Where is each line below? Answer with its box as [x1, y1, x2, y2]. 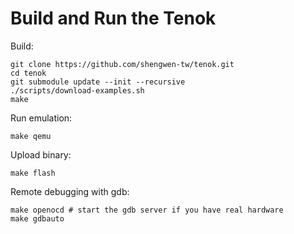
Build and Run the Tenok [10, 7, 217, 30]
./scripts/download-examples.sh [10, 85, 145, 96]
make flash [10, 168, 56, 178]
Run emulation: [10, 112, 73, 124]
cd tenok [10, 68, 47, 78]
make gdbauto [10, 213, 65, 224]
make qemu [10, 131, 52, 141]
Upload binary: [10, 148, 72, 161]
